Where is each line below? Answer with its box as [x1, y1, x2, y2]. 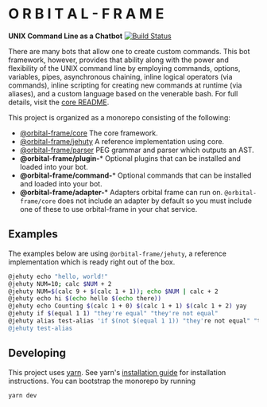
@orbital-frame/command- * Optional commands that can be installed [19, 170, 252, 180]
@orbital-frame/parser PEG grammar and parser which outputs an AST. [19, 145, 254, 155]
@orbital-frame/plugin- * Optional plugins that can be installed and [19, 153, 241, 163]
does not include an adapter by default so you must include [57, 196, 253, 205]
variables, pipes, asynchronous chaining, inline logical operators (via [8, 72, 233, 81]
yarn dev [8, 391, 37, 399]
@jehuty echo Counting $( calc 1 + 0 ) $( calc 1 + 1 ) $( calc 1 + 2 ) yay [8, 302, 247, 311]
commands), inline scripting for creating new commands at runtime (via [8, 80, 242, 90]
